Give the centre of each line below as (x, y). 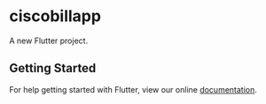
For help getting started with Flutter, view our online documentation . (133, 89)
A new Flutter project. (49, 41)
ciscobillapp (55, 16)
